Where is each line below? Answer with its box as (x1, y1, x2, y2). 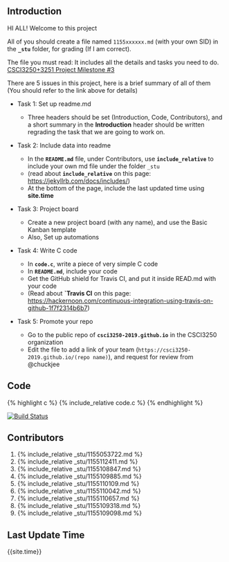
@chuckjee (27, 360, 60, 368)
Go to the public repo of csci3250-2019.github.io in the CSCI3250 (27, 330, 217, 338)
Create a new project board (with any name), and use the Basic (27, 218, 208, 226)
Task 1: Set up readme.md (17, 100, 91, 108)
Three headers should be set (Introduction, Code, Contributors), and (27, 113, 223, 121)
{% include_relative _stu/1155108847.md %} (17, 465, 142, 473)
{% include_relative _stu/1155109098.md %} (17, 509, 143, 518)
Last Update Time (7, 529, 85, 541)
